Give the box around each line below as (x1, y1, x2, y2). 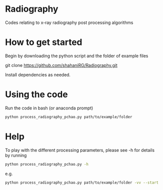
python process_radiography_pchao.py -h (5, 162, 89, 167)
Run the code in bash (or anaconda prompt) (5, 105, 93, 111)
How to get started (5, 37, 82, 48)
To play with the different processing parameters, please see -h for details (5, 147, 155, 153)
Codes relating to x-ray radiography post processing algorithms (5, 20, 134, 25)
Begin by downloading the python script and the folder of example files (5, 53, 148, 59)
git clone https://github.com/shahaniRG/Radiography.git (5, 62, 117, 68)
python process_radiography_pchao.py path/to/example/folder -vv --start (5, 180, 159, 185)
